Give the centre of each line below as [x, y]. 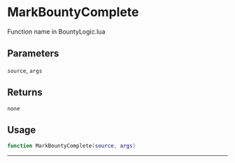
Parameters [33, 54]
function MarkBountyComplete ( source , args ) [72, 146]
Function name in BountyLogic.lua [56, 31]
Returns [25, 93]
